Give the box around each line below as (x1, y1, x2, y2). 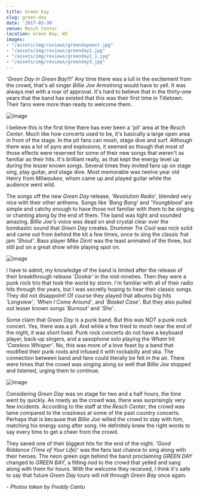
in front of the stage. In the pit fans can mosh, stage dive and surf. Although (6, 136, 193, 143)
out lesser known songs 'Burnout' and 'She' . (6, 304, 115, 311)
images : (6, 36, 26, 42)
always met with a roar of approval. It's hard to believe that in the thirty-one (6, 88, 192, 95)
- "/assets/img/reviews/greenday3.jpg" (6, 59, 106, 65)
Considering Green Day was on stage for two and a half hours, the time (6, 390, 181, 397)
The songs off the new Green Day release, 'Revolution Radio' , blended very (6, 192, 192, 200)
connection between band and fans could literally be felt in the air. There (6, 354, 185, 362)
